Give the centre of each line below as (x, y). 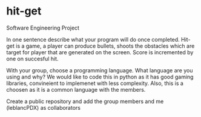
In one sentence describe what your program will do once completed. (93, 39)
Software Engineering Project (43, 28)
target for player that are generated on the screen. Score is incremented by (100, 52)
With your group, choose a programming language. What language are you (100, 70)
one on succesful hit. (32, 58)
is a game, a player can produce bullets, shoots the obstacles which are (105, 46)
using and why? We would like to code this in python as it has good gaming (100, 77)
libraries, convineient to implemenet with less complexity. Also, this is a (95, 83)
